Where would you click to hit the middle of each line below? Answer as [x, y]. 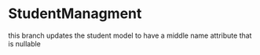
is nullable [25, 43]
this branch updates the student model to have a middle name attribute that [130, 35]
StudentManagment [75, 14]
